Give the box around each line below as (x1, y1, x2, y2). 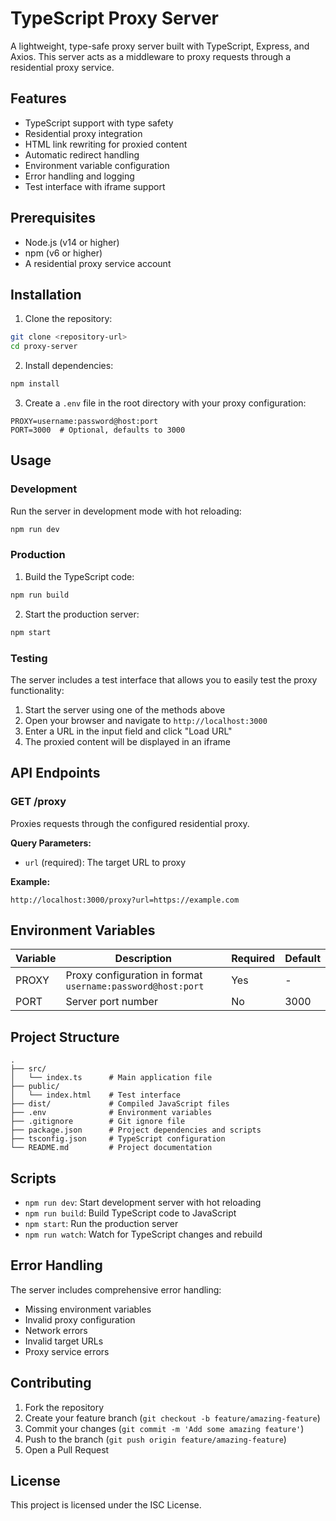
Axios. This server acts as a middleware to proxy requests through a (10, 50, 292, 62)
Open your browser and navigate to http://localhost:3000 (24, 714, 268, 726)
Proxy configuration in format (65, 968, 203, 982)
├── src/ (10, 1064, 47, 1074)
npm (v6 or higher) (24, 247, 103, 259)
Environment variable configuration (24, 159, 170, 171)
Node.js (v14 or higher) (24, 236, 120, 248)
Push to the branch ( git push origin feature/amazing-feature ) (24, 1433, 287, 1445)
